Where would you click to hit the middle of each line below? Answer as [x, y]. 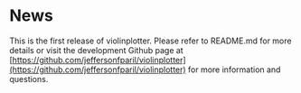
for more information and [235, 70]
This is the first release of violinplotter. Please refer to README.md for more [150, 41]
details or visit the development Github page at [96, 50]
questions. [29, 79]
